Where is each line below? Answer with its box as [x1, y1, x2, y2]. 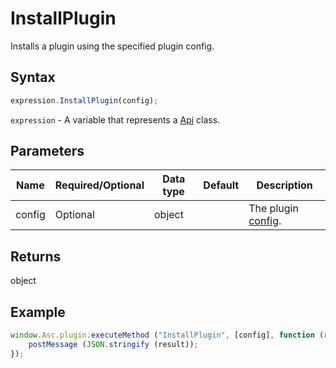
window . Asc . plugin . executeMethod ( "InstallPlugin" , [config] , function [10, 330, 315, 341]
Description [256, 178, 313, 192]
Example [10, 303, 66, 321]
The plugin [248, 202, 299, 216]
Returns [10, 248, 62, 265]
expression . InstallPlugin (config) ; [10, 95, 159, 106]
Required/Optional [54, 178, 145, 192]
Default [203, 178, 240, 192]
